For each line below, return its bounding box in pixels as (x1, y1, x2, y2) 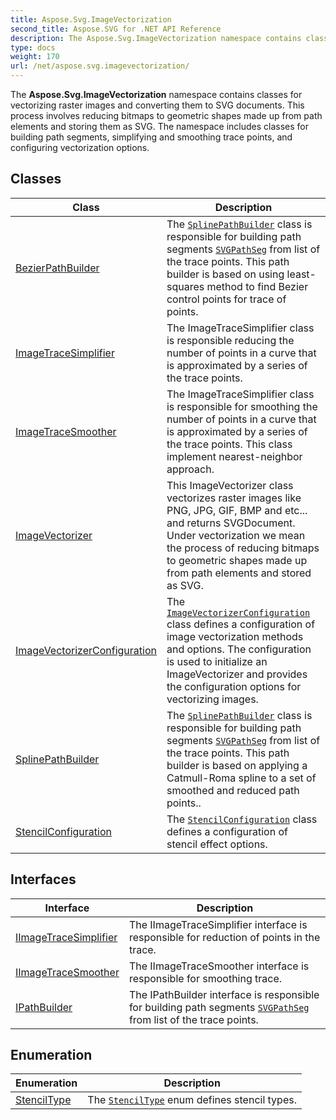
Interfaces (10, 871, 77, 888)
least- (286, 267, 317, 281)
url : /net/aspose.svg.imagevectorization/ (10, 61, 190, 71)
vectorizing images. (166, 692, 259, 706)
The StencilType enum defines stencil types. (87, 1093, 297, 1107)
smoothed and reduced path (166, 783, 300, 797)
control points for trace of (166, 292, 287, 306)
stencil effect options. (166, 837, 268, 851)
